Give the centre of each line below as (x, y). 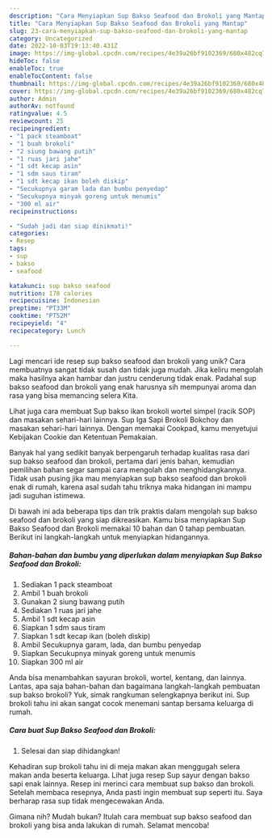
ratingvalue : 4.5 (38, 114)
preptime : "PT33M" (40, 308)
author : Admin (33, 99)
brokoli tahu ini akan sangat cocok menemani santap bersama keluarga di (131, 703)
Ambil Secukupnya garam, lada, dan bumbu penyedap (111, 645)
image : (20, 53)
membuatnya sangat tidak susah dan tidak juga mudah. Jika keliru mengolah (136, 370)
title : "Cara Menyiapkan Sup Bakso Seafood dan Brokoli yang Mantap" (129, 23)
